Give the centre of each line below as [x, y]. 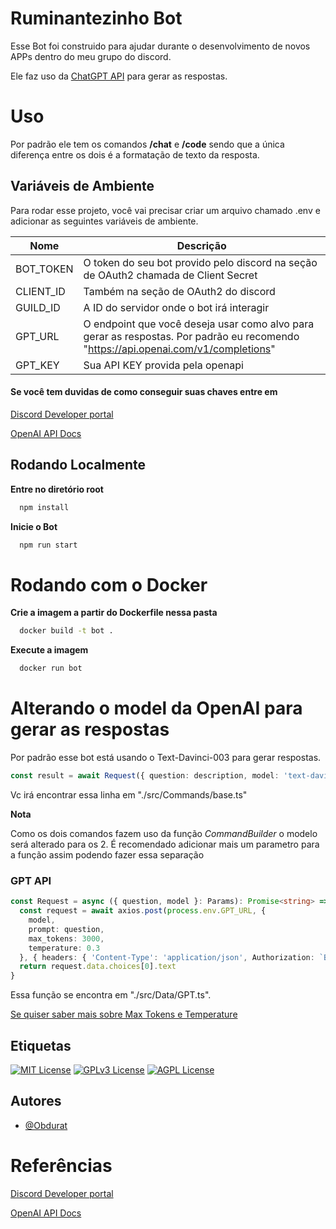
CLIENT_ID [40, 291]
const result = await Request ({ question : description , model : [145, 776]
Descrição [201, 245]
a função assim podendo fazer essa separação [107, 854]
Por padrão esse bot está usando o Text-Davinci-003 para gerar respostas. [166, 758]
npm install [44, 507]
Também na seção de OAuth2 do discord [179, 291]
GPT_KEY [37, 365]
